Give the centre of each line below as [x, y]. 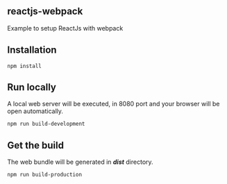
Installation [32, 50]
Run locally [32, 87]
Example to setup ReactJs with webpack [65, 28]
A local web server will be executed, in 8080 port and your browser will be [113, 104]
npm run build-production [44, 175]
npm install [24, 66]
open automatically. [35, 111]
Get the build [36, 145]
